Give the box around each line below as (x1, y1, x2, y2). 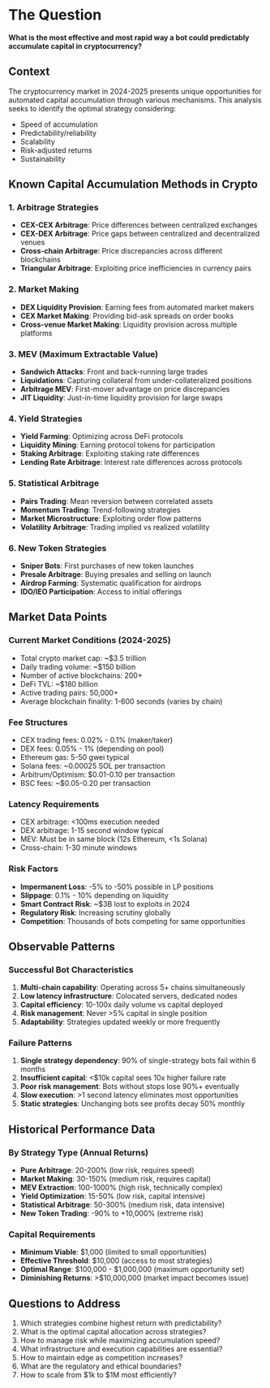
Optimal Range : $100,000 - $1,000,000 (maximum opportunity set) (19, 1264, 245, 1274)
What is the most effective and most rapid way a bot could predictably (8, 33, 250, 42)
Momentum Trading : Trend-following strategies (19, 505, 181, 514)
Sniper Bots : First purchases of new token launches (19, 561, 195, 570)
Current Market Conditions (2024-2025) (8, 635, 172, 646)
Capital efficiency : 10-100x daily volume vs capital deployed (19, 1000, 223, 1009)
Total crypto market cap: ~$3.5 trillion (19, 653, 147, 663)
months (19, 1065, 46, 1074)
